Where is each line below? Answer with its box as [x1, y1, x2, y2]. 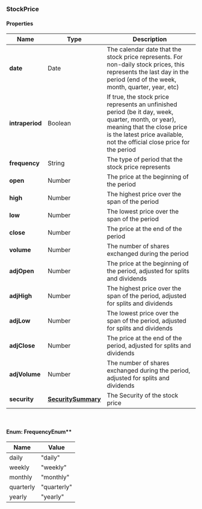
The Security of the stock [106, 391, 179, 400]
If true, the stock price [106, 93, 170, 101]
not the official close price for [106, 138, 190, 147]
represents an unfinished [106, 100, 177, 109]
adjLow [9, 317, 31, 325]
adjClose [9, 341, 35, 350]
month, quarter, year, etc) [106, 83, 179, 92]
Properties [6, 20, 34, 27]
